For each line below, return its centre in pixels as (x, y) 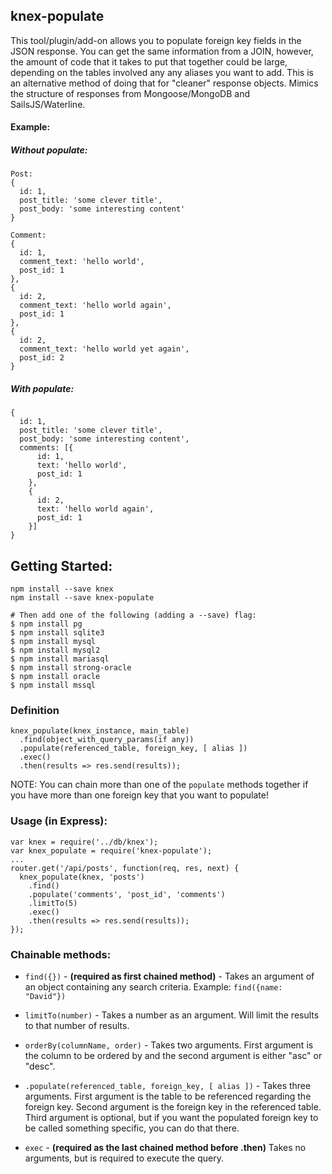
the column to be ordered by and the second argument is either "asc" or (173, 1056)
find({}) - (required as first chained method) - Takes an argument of (169, 976)
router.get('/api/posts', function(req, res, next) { (125, 868)
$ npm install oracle (55, 677)
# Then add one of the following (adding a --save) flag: (133, 615)
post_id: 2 (42, 358)
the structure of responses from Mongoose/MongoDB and (130, 93)
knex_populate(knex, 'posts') (82, 877)
